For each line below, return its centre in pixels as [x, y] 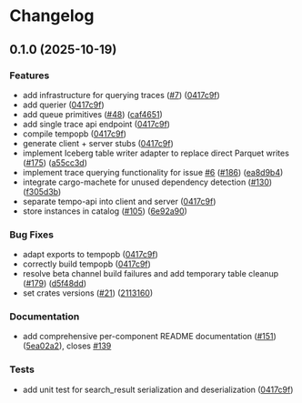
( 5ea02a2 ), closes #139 [67, 346]
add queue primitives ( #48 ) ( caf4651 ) [93, 114]
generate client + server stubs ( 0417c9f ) [98, 143]
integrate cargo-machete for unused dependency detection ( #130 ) [147, 182]
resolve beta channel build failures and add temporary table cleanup [151, 274]
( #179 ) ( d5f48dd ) [55, 284]
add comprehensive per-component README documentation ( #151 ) [150, 337]
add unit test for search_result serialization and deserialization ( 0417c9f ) [158, 389]
